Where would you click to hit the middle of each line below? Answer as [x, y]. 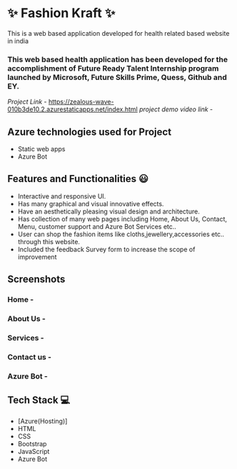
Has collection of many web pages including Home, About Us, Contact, [122, 218]
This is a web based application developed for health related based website [118, 33]
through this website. [49, 241]
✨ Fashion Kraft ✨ [61, 13]
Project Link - [27, 102]
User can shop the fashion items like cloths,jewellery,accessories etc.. [121, 234]
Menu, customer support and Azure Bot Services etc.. [97, 226]
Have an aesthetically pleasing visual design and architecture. [109, 211]
